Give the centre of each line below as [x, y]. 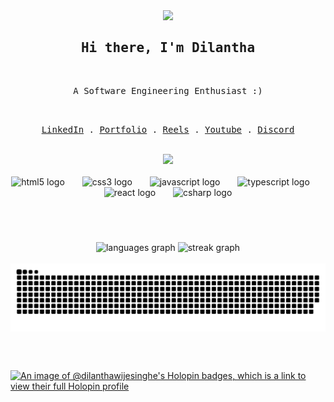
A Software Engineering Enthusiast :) [168, 90]
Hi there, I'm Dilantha [168, 48]
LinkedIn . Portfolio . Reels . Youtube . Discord [168, 129]
